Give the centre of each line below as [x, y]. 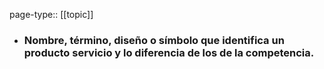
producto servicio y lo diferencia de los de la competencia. [169, 52]
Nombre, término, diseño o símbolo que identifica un [154, 40]
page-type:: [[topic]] [51, 14]
